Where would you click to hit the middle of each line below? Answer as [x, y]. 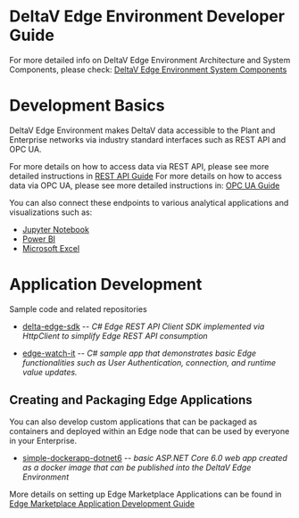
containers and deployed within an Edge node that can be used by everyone [149, 431]
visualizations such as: [51, 212]
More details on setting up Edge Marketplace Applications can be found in [145, 494]
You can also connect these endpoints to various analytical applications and [149, 202]
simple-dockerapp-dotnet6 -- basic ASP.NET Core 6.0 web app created [155, 457]
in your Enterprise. [43, 440]
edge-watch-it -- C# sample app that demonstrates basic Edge [139, 353]
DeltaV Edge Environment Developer [147, 16]
